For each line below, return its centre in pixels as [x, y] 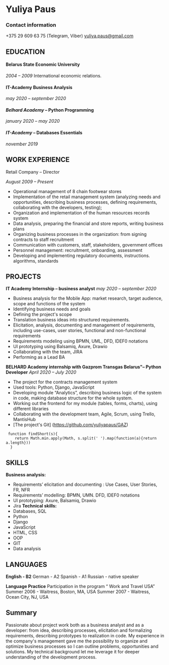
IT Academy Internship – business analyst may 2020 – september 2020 [81, 289]
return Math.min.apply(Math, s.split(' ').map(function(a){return [86, 439]
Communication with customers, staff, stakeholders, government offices [88, 244]
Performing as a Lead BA [39, 357]
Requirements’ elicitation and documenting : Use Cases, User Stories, [85, 484]
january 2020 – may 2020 [33, 121]
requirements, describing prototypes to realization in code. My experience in [85, 635]
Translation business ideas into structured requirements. [71, 320]
